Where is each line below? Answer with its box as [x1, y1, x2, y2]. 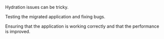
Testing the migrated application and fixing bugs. [5, 14, 105, 19]
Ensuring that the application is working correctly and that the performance [5, 23, 160, 29]
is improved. [5, 29, 31, 34]
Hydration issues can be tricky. [5, 4, 69, 10]
